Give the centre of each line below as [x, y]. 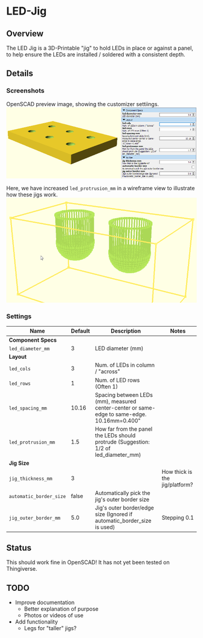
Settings [19, 316]
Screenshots [25, 91]
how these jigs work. [32, 194]
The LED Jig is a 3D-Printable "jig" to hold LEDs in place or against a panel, [100, 48]
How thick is [177, 471]
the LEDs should [115, 436]
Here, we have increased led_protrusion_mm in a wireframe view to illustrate [101, 188]
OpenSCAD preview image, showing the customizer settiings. [82, 104]
